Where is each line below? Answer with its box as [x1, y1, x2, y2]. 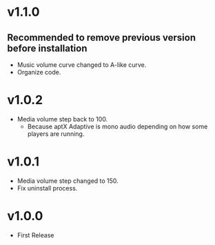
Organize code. [17, 68, 61, 76]
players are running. [27, 129, 85, 138]
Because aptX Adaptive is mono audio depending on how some [27, 122, 208, 130]
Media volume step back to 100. [17, 115, 108, 123]
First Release [17, 231, 54, 239]
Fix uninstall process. [17, 184, 78, 192]
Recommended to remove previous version [7, 32, 196, 43]
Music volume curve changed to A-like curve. [17, 61, 147, 69]
